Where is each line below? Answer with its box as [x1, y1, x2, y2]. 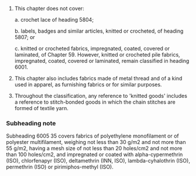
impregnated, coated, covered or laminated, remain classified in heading [14, 58, 190, 64]
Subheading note [6, 119, 56, 127]
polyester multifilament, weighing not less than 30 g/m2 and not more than [6, 139, 186, 146]
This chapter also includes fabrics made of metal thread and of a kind [14, 75, 183, 82]
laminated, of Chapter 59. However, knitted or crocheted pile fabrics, [14, 51, 180, 58]
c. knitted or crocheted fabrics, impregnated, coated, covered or [14, 45, 170, 52]
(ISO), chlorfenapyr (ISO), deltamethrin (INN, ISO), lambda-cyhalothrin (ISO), [6, 157, 190, 164]
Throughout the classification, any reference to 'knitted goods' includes [14, 93, 187, 99]
